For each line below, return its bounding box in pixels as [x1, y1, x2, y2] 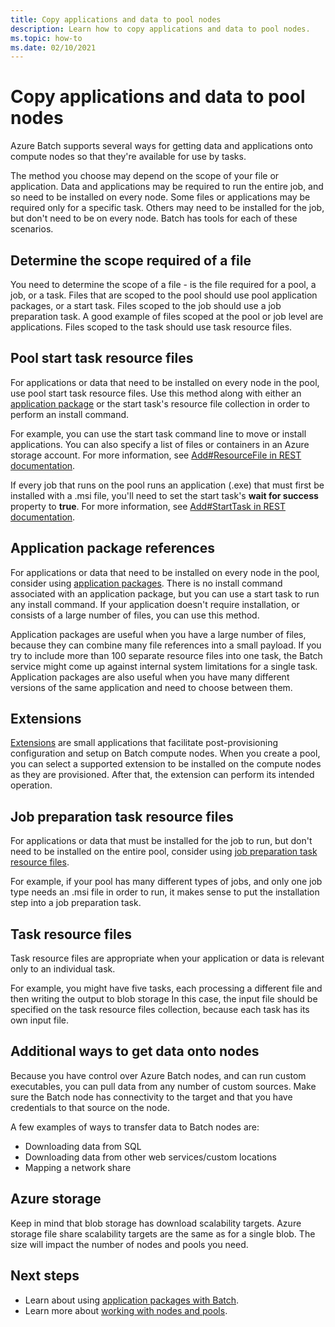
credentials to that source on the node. [10, 1101, 170, 1113]
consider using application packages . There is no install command [10, 577, 283, 589]
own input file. [10, 1014, 69, 1026]
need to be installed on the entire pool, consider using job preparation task [10, 846, 318, 858]
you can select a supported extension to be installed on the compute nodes [10, 758, 322, 770]
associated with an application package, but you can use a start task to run [10, 587, 320, 600]
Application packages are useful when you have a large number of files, [10, 628, 307, 640]
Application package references [10, 540, 215, 557]
